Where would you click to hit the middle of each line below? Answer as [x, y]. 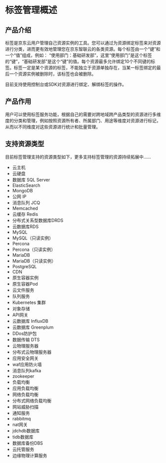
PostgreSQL [24, 266]
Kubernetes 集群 [29, 302]
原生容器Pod [25, 284]
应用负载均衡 [25, 388]
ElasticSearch [26, 185]
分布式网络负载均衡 [32, 401]
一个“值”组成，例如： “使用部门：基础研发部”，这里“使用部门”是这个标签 [79, 55]
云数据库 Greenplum [33, 327]
